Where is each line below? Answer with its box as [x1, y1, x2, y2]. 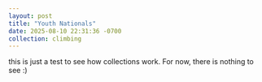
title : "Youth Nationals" [8, 19, 96, 28]
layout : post [8, 11, 53, 20]
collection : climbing [8, 34, 82, 43]
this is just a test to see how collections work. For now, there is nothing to [8, 57, 255, 67]
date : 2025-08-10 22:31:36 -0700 [8, 27, 122, 35]
